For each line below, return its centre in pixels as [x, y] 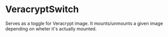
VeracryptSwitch [42, 9]
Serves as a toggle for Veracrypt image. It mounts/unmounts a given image [84, 23]
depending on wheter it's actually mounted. [51, 28]
